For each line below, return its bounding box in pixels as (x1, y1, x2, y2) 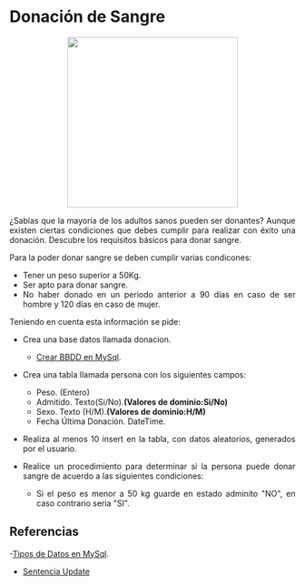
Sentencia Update (22, 566, 91, 577)
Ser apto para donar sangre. (22, 279, 129, 290)
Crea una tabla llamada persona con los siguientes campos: (22, 369, 247, 379)
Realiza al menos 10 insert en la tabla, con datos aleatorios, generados (22, 433, 296, 444)
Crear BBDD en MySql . (35, 351, 122, 362)
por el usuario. (22, 443, 77, 454)
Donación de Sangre (9, 6, 166, 27)
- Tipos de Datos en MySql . (9, 548, 109, 559)
